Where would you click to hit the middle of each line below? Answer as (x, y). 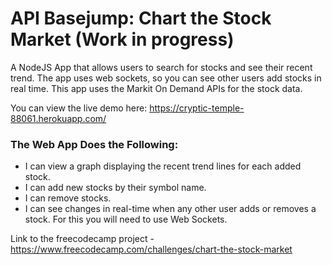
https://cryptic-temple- (197, 108)
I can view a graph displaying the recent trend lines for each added (163, 166)
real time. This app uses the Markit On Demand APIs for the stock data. (156, 88)
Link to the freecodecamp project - (82, 239)
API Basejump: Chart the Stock (141, 18)
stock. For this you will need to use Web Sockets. (126, 219)
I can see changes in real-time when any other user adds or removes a (170, 209)
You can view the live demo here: (79, 108)
